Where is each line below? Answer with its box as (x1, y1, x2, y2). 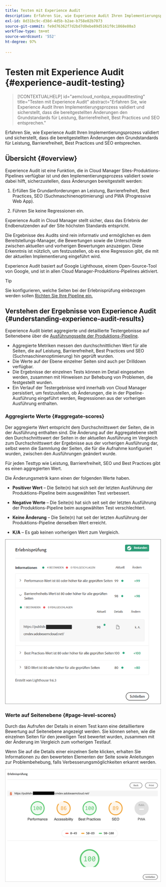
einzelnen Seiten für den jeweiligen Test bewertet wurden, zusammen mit (5, 733, 155, 739)
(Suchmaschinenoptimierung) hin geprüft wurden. (12, 353, 115, 359)
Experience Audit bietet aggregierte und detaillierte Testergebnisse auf (5, 328, 150, 334)
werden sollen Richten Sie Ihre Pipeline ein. (5, 292, 93, 298)
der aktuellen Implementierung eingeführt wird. (5, 253, 101, 259)
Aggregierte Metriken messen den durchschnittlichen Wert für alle (12, 342, 147, 349)
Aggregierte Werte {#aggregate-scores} (5, 413, 105, 420)
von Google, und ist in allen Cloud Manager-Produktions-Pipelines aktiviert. (5, 268, 159, 274)
